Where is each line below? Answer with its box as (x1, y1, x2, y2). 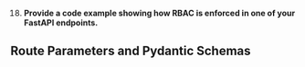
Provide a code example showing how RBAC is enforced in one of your (23, 8, 296, 18)
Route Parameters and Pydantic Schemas (10, 43, 251, 59)
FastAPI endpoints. (23, 17, 99, 28)
